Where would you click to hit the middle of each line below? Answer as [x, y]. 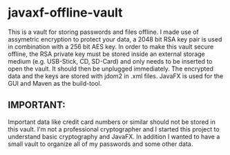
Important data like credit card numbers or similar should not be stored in [112, 122]
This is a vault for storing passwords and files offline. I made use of [104, 32]
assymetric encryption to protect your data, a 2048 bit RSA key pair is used [115, 39]
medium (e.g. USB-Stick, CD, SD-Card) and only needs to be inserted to [110, 61]
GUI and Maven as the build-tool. [55, 83]
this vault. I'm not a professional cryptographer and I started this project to [114, 129]
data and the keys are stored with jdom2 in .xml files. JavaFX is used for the [116, 76]
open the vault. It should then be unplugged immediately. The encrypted [111, 69]
